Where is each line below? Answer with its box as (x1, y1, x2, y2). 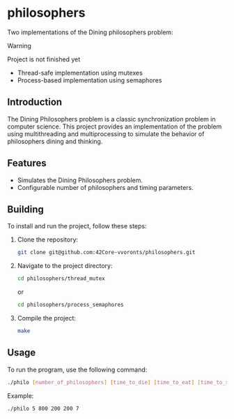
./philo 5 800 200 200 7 (7, 405, 79, 412)
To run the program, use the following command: (7, 365, 148, 374)
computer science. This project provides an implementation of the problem (7, 122, 222, 131)
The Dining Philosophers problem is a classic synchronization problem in (7, 115, 216, 123)
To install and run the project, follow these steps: (7, 222, 148, 230)
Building (7, 203, 44, 215)
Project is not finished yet (7, 54, 81, 64)
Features (7, 157, 47, 169)
